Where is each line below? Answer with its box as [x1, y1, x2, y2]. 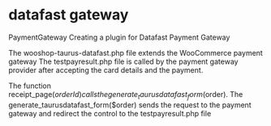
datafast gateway [8, 6, 129, 24]
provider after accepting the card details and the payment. [8, 65, 204, 74]
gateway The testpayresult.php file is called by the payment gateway [8, 57, 239, 66]
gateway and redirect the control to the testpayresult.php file [8, 108, 212, 118]
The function [8, 81, 51, 90]
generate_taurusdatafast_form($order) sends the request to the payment [8, 99, 252, 110]
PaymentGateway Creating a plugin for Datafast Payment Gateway [8, 32, 230, 42]
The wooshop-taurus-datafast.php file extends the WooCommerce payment [8, 48, 264, 57]
